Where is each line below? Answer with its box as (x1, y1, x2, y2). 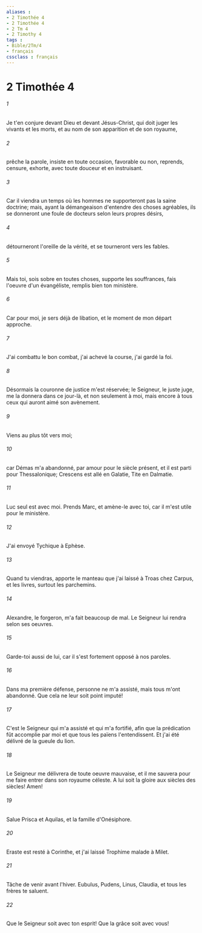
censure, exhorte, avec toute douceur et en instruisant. (6, 165, 143, 172)
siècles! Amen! (6, 783, 44, 790)
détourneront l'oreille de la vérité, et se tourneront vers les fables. (6, 243, 170, 250)
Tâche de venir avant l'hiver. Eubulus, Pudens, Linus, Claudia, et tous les (6, 881, 187, 888)
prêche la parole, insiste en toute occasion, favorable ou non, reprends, (6, 158, 184, 165)
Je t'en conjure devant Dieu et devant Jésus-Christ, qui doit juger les (6, 119, 178, 127)
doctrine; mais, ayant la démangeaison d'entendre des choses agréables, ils (6, 203, 196, 211)
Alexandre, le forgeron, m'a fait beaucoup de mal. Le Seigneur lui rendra (6, 614, 186, 621)
